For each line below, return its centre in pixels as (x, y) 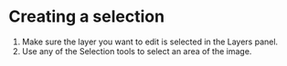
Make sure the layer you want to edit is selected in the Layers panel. (150, 42)
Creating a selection (87, 17)
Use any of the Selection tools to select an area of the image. (137, 51)
